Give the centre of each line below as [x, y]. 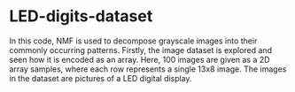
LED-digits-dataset [81, 16]
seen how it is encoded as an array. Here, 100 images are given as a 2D [140, 59]
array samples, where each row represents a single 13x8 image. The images [148, 69]
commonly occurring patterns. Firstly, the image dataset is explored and [141, 50]
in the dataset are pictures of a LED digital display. [101, 78]
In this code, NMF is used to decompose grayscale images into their [133, 41]
